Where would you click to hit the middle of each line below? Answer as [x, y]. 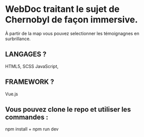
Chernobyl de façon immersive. [72, 20]
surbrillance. [18, 39]
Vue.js [12, 94]
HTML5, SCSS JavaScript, [32, 66]
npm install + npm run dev [32, 129]
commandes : [27, 117]
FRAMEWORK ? [30, 82]
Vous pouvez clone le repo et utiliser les [68, 109]
